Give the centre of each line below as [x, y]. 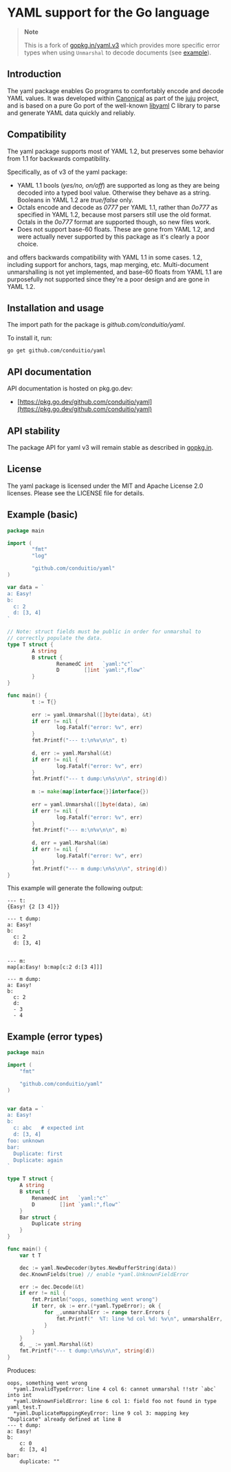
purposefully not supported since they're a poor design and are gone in [108, 279]
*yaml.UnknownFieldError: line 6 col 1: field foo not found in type [115, 1402]
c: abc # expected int [49, 1128]
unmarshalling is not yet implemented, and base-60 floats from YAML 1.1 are [115, 272]
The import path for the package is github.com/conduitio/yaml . [96, 325]
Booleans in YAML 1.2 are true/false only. [75, 200]
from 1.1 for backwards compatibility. [59, 158]
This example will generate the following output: [75, 888]
